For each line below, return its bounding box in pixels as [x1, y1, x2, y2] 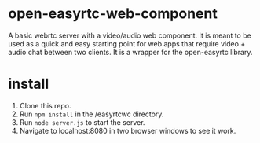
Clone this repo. [19, 101, 71, 110]
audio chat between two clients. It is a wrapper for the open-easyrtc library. [8, 47, 253, 57]
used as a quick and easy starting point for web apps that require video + [8, 38, 246, 48]
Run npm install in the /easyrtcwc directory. [19, 109, 164, 119]
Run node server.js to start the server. [19, 117, 145, 126]
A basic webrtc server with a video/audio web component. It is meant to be [8, 31, 251, 40]
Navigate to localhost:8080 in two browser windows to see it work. [19, 126, 236, 135]
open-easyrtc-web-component [8, 5, 218, 23]
